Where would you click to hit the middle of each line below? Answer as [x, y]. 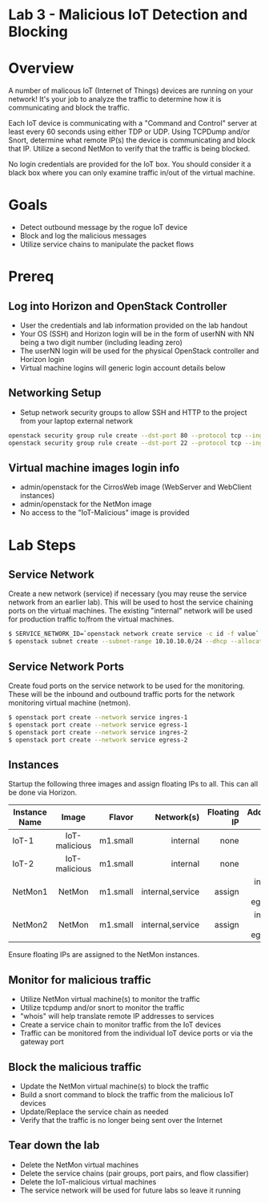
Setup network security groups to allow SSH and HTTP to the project [133, 412]
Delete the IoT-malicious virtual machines [88, 1181]
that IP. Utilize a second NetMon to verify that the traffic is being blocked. [129, 149]
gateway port [42, 1042]
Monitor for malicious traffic [80, 980]
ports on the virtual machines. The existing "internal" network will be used [130, 611]
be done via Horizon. [43, 793]
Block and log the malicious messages [83, 236]
